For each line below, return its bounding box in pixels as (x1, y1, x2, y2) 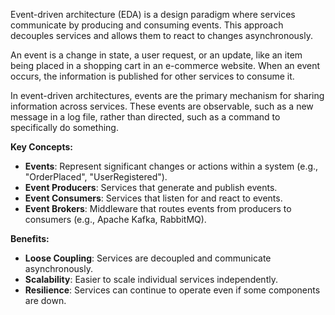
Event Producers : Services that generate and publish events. (24, 182, 278, 193)
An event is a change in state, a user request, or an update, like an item (10, 49, 303, 61)
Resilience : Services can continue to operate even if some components (24, 284, 321, 296)
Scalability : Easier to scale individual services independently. (24, 274, 278, 285)
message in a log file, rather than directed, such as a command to (10, 111, 281, 123)
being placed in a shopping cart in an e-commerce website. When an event (10, 60, 321, 71)
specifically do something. (10, 122, 119, 133)
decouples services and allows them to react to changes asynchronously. (10, 30, 314, 41)
